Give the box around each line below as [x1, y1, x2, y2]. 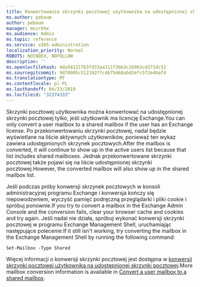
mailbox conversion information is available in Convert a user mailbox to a [6, 268, 187, 275]
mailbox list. [6, 171, 36, 179]
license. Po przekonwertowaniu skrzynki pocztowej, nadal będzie [6, 127, 167, 134]
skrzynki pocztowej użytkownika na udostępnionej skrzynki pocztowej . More [6, 261, 193, 269]
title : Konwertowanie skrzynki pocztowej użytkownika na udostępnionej [6, 8, 187, 15]
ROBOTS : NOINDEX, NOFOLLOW [6, 53, 73, 59]
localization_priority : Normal [6, 48, 84, 54]
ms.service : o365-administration [6, 42, 89, 48]
